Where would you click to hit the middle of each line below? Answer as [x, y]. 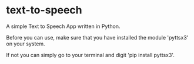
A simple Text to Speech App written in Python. [63, 26]
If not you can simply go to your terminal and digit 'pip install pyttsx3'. [90, 55]
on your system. [26, 44]
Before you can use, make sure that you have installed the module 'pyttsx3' [97, 37]
